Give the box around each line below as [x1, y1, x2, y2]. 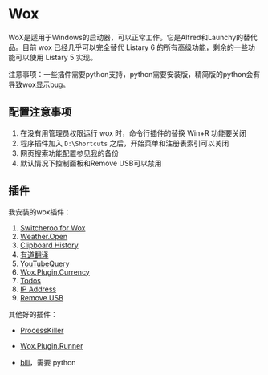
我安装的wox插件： [8, 206, 71, 217]
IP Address [19, 284, 57, 294]
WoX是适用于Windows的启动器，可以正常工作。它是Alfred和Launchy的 [8, 32, 243, 42]
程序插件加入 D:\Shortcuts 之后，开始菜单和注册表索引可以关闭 [19, 138, 229, 148]
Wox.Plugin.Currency [19, 267, 90, 277]
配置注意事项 [8, 105, 72, 119]
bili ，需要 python [19, 357, 76, 367]
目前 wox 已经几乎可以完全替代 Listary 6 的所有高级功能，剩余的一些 [22, 42, 249, 52]
